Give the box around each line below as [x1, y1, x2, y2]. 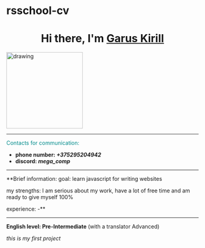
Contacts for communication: [6, 139, 80, 147]
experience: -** [6, 205, 46, 213]
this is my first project [6, 235, 61, 242]
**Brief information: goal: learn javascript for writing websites [6, 175, 163, 183]
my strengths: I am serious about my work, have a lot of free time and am [6, 187, 190, 194]
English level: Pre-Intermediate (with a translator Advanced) [6, 223, 160, 230]
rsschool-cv [6, 4, 70, 18]
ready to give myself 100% [6, 194, 74, 201]
